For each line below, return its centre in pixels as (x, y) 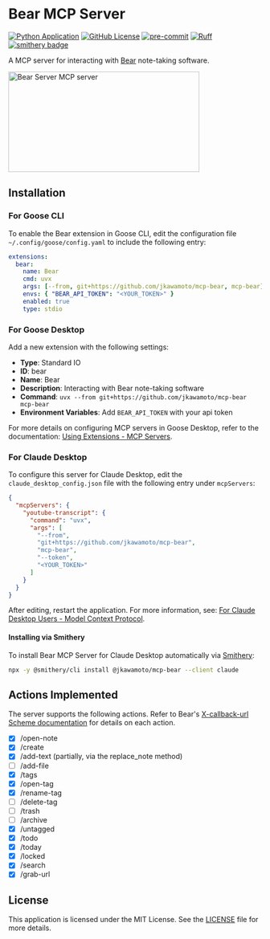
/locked (33, 856)
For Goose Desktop (47, 329)
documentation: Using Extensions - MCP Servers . (90, 436)
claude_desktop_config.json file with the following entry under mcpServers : (132, 484)
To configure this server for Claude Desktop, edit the (96, 475)
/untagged (37, 829)
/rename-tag (41, 793)
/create (32, 747)
